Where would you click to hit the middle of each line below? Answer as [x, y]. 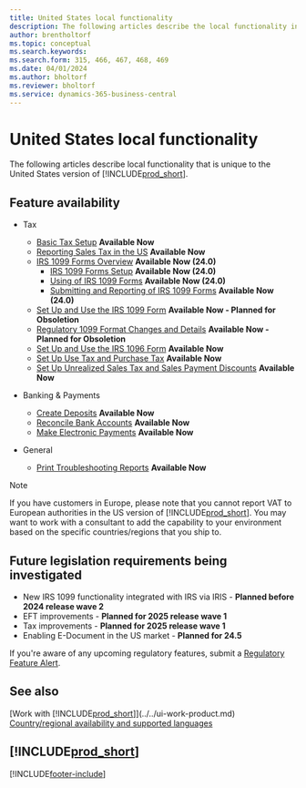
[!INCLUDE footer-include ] [58, 773]
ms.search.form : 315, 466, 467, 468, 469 [89, 60]
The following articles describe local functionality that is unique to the [140, 164]
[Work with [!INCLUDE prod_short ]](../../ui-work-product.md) [122, 713]
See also [34, 692]
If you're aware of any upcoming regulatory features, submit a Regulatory [147, 653]
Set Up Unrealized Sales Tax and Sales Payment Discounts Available [165, 368]
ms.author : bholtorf [49, 77]
